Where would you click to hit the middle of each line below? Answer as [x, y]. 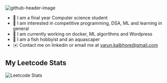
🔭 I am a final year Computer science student [60, 18]
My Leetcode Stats [36, 63]
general [21, 29]
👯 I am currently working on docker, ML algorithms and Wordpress [82, 34]
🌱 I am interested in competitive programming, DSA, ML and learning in [87, 23]
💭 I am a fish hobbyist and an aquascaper [56, 39]
